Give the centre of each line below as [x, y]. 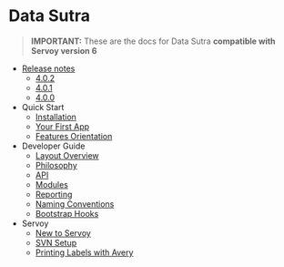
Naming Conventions [75, 204]
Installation [56, 117]
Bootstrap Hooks [67, 213]
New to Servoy [63, 232]
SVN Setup [56, 242]
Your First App [62, 126]
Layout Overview [67, 155]
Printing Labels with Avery [84, 252]
